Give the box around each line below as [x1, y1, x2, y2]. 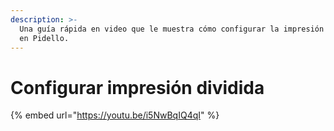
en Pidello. [19, 33, 70, 43]
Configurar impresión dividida [10, 76, 265, 99]
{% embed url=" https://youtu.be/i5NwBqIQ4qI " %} [10, 109, 220, 121]
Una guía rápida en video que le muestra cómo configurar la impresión [19, 24, 325, 34]
